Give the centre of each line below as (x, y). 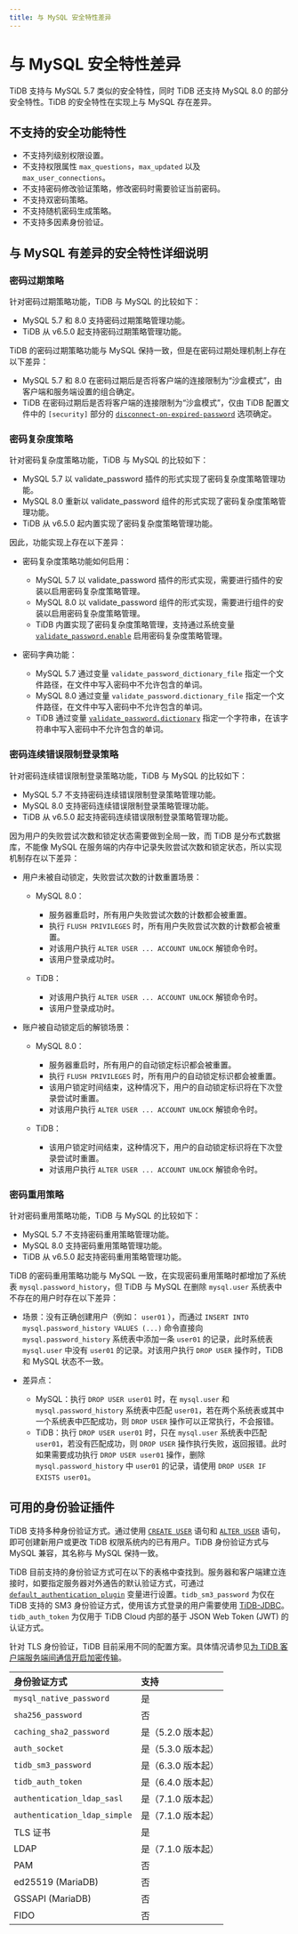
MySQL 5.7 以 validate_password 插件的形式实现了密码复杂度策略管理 (150, 479)
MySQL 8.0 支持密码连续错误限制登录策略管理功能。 (117, 805)
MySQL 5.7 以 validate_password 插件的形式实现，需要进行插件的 (155, 580)
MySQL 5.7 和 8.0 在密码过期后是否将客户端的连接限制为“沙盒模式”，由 (152, 381)
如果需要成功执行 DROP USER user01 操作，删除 (121, 1455)
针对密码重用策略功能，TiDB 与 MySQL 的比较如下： (105, 1215)
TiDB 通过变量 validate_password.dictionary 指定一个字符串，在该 (158, 718)
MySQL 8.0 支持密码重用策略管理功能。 (94, 1245)
